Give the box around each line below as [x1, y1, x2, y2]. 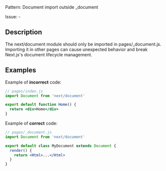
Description [5, 28, 42, 37]
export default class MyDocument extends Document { [5, 143, 116, 148]
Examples [5, 66, 36, 75]
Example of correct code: [5, 121, 58, 126]
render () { [9, 148, 32, 153]
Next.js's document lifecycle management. [5, 51, 93, 57]
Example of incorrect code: [5, 79, 62, 85]
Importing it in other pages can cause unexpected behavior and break [5, 46, 148, 52]
